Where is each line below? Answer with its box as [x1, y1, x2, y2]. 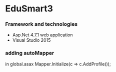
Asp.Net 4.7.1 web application [12, 32, 73, 38]
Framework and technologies [5, 21, 78, 28]
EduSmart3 [5, 3, 53, 14]
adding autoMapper [5, 50, 54, 57]
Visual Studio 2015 [12, 37, 51, 43]
